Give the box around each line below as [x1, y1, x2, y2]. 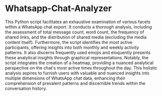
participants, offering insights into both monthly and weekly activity [5, 44, 139, 50]
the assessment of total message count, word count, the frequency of [5, 29, 144, 35]
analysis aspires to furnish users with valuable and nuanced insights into [5, 70, 150, 76]
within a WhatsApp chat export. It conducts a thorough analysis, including [5, 24, 152, 29]
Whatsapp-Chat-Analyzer [5, 3, 112, 14]
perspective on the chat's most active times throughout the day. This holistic [5, 65, 158, 70]
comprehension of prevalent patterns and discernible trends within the [5, 80, 146, 86]
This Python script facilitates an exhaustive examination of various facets [5, 19, 151, 25]
